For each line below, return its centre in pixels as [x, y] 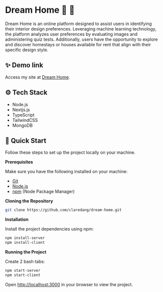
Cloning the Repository [29, 201]
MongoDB [22, 125]
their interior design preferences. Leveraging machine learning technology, [81, 29]
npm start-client [23, 275]
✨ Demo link [24, 65]
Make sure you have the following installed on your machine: [66, 172]
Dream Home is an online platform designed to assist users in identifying [79, 24]
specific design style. [27, 50]
